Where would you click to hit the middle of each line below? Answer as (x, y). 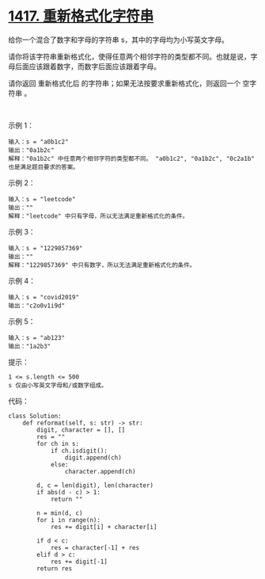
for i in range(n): (69, 520)
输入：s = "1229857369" (45, 248)
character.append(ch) (100, 471)
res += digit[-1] (79, 562)
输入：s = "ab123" (37, 337)
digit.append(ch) (93, 457)
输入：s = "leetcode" (42, 199)
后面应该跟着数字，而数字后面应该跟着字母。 (87, 66)
